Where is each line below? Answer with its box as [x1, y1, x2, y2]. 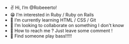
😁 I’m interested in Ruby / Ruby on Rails [10, 12, 94, 17]
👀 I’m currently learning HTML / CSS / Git [10, 17, 96, 23]
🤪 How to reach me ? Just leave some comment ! [10, 27, 113, 33]
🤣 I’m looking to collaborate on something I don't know [10, 22, 124, 28]
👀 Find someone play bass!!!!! [10, 33, 72, 39]
